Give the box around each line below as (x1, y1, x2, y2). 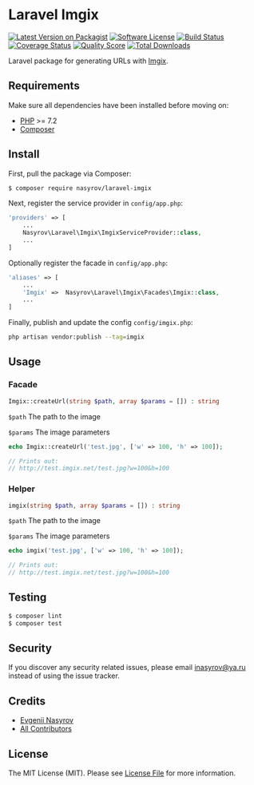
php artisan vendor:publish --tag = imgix (8, 333, 145, 341)
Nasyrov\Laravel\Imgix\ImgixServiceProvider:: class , (22, 229, 202, 237)
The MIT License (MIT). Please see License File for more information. (8, 768, 236, 778)
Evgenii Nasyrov (19, 716, 74, 725)
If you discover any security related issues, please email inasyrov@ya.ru (8, 663, 246, 672)
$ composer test (8, 619, 62, 628)
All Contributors (19, 724, 72, 734)
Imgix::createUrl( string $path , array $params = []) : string (8, 397, 220, 405)
